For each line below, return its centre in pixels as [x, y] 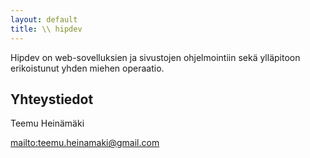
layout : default [44, 19]
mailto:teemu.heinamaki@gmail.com [85, 143]
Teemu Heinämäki [47, 123]
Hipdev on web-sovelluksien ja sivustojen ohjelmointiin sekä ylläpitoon [155, 57]
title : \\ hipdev [46, 29]
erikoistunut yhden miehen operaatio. [87, 68]
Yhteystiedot [52, 99]
